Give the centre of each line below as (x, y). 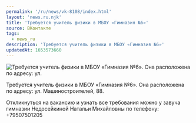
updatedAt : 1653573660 (34, 50)
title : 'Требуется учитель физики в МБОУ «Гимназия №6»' (77, 22)
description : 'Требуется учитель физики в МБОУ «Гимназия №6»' (85, 45)
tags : (13, 34)
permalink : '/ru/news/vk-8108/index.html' (59, 12)
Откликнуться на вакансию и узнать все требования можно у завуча (93, 102)
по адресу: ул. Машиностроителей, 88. (55, 91)
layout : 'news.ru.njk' (34, 17)
